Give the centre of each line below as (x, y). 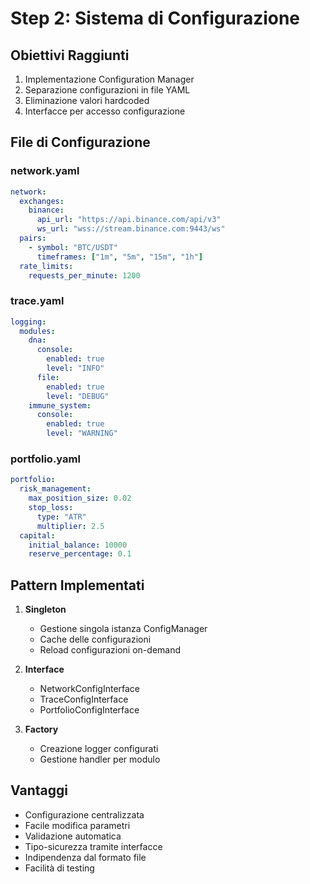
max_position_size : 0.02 (80, 498)
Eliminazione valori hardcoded (87, 100)
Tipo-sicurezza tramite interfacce (93, 846)
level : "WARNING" (82, 433)
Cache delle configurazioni (95, 639)
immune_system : (60, 405)
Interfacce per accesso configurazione (105, 111)
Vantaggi (39, 790)
